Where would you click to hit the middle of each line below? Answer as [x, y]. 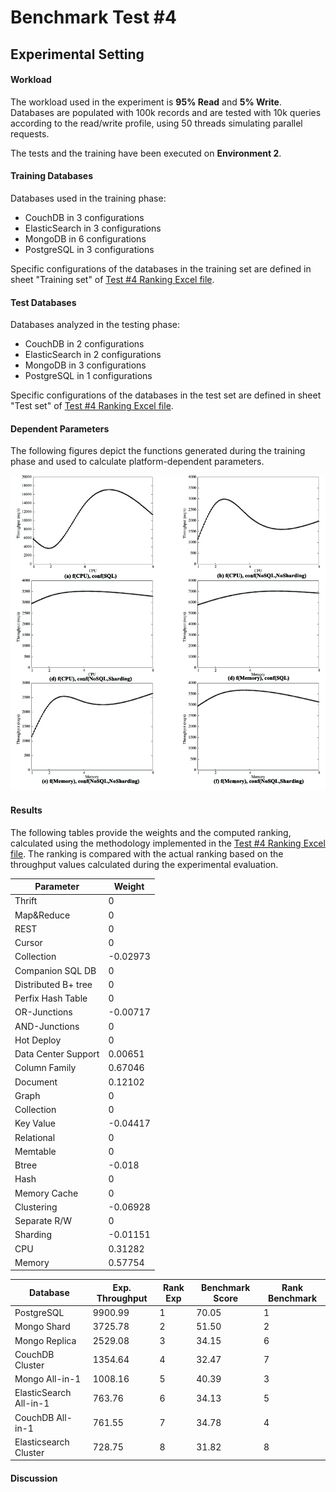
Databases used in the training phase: [88, 198]
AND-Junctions [47, 1026]
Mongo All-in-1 [48, 1379]
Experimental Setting [77, 54]
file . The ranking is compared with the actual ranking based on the [147, 853]
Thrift [26, 901]
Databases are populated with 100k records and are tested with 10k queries [166, 112]
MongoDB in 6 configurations [85, 238]
